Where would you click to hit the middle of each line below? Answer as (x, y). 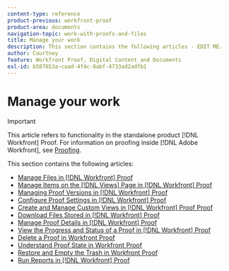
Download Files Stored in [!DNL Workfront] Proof (89, 215)
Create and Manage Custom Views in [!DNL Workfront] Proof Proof (115, 207)
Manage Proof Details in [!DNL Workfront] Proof (87, 222)
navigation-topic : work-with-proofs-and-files (77, 34)
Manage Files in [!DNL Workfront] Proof (75, 177)
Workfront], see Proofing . (45, 150)
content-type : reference (44, 14)
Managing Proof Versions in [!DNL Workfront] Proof (93, 192)
